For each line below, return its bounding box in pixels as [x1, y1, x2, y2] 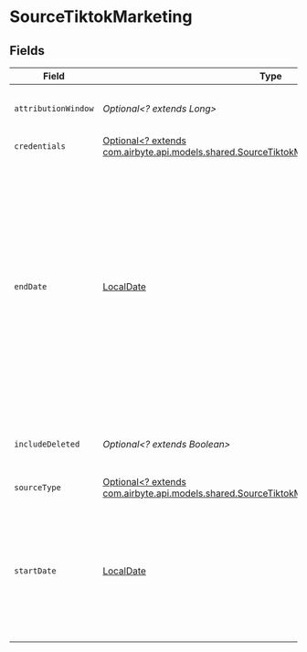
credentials [14, 142, 67, 152]
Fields [9, 43, 46, 58]
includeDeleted [14, 439, 80, 449]
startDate [14, 566, 57, 576]
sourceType [14, 482, 61, 492]
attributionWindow [14, 103, 94, 113]
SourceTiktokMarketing [9, 6, 193, 27]
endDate [14, 281, 48, 291]
